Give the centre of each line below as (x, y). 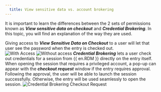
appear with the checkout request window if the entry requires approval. (78, 69)
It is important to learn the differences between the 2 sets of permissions (78, 23)
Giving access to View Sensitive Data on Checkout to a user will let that (77, 43)
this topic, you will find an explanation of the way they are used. (69, 33)
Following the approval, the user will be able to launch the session (71, 74)
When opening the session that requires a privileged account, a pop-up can (80, 63)
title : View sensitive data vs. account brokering (62, 9)
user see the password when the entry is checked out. (59, 48)
